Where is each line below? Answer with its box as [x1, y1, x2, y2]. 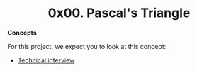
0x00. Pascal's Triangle [47, 5, 191, 21]
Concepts [7, 28, 37, 37]
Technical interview [17, 55, 75, 65]
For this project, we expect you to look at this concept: [7, 42, 167, 50]
